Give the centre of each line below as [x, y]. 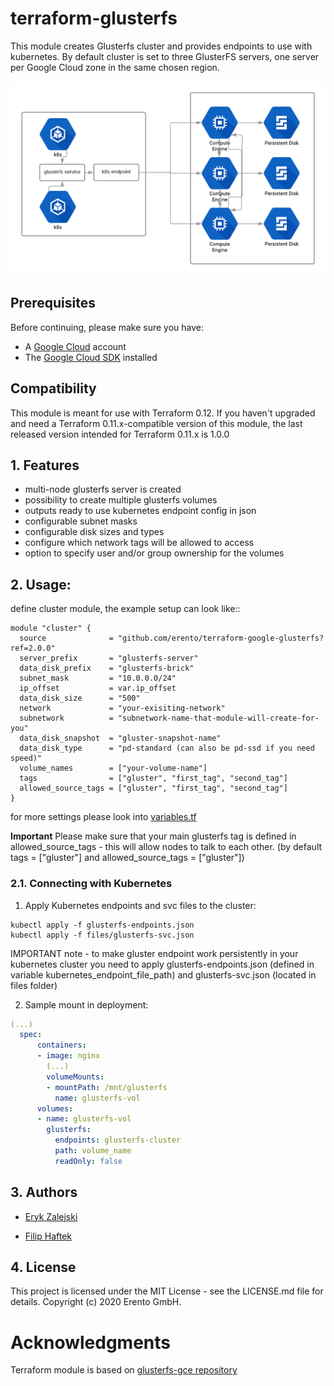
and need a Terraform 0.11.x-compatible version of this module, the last [156, 423]
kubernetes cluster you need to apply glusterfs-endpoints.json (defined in [162, 964]
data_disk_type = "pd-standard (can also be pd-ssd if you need [167, 748]
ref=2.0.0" [33, 648]
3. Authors [44, 1192]
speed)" [26, 758]
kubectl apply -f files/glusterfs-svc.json [102, 935]
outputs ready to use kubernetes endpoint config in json [140, 511]
